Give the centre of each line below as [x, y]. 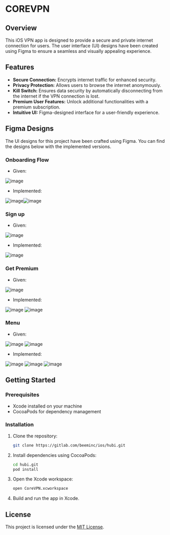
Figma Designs [29, 129]
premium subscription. [36, 107]
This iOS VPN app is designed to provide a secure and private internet [79, 40]
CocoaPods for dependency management [57, 411]
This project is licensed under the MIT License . [55, 527]
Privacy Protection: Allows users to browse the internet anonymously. [87, 85]
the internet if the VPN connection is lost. [56, 96]
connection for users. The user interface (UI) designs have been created [82, 46]
